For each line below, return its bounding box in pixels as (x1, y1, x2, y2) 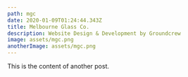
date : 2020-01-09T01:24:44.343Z (7, 17, 102, 24)
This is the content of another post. (7, 62, 110, 70)
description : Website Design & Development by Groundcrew (7, 29, 181, 37)
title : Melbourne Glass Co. (7, 23, 90, 30)
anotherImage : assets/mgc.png (7, 43, 96, 50)
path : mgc (7, 10, 37, 17)
